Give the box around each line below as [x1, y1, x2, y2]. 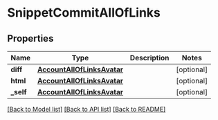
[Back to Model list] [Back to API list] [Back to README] [7, 105, 166, 113]
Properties [7, 33, 54, 44]
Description [129, 53, 170, 62]
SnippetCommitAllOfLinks [7, 5, 161, 21]
